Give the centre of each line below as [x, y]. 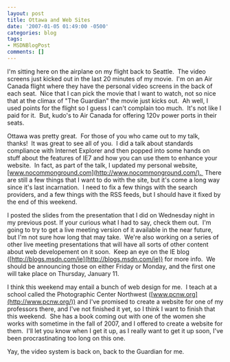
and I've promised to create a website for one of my [150, 301]
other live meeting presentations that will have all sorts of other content [108, 244]
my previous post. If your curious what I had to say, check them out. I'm [109, 222]
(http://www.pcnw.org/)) [42, 301]
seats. [16, 123]
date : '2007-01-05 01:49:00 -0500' [58, 26]
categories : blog [32, 33]
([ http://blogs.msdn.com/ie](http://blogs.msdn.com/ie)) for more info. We [111, 259]
